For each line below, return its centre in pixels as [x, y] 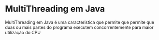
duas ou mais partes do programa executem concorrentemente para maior [79, 27]
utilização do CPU [23, 32]
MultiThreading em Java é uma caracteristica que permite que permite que [80, 22]
